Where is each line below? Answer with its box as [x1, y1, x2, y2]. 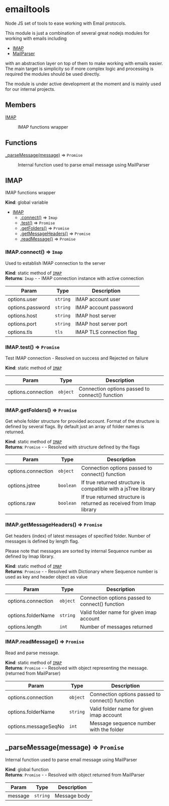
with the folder [90, 726, 124, 733]
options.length [8, 623, 42, 630]
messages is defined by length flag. [5, 538, 79, 544]
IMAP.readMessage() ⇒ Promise [5, 638, 84, 645]
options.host [8, 312, 38, 319]
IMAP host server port [75, 320, 127, 327]
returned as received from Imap [81, 500, 156, 507]
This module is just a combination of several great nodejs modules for [5, 30, 150, 36]
